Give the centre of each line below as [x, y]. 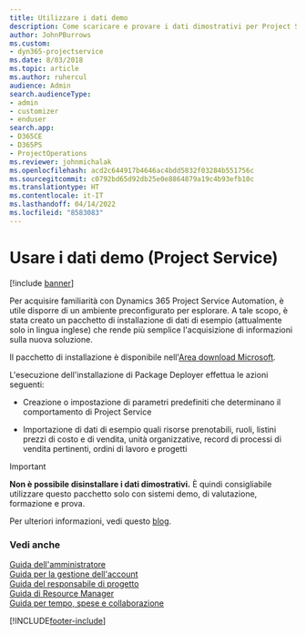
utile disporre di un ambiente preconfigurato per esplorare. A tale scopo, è [149, 310]
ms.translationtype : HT [55, 188]
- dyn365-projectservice [56, 52]
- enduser [28, 119]
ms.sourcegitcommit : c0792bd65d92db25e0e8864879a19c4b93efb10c [132, 179]
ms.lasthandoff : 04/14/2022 [63, 205]
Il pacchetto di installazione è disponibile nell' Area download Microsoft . [143, 357]
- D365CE [26, 137]
